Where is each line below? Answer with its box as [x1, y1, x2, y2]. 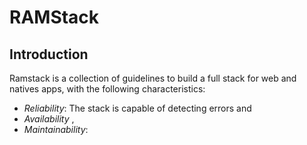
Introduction [9, 46, 89, 63]
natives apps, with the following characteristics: [9, 83, 206, 95]
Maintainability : [23, 124, 89, 135]
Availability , [23, 113, 75, 125]
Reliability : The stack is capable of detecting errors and [23, 102, 252, 114]
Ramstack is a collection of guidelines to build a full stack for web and [9, 72, 297, 84]
